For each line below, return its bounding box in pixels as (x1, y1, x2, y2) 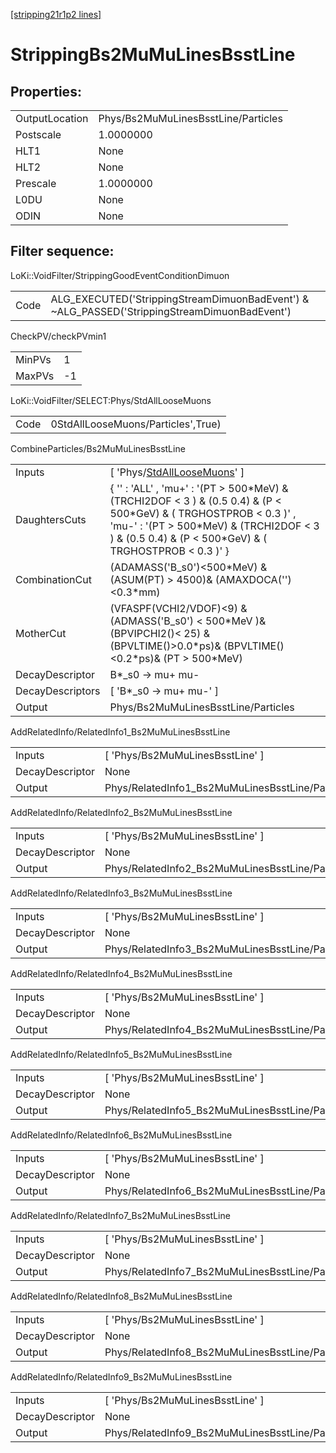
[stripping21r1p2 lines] (10, 9, 102, 20)
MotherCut (15, 626, 67, 640)
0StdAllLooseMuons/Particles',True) (50, 417, 222, 431)
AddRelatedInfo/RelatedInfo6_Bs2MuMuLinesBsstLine (10, 1129, 233, 1141)
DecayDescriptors (15, 684, 101, 698)
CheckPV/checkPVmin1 (10, 330, 107, 342)
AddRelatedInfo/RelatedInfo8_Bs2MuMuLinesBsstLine (10, 1290, 233, 1302)
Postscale (15, 128, 62, 141)
